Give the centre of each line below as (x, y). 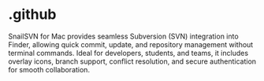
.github (32, 15)
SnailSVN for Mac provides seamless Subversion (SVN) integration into (123, 36)
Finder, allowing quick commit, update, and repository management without (131, 44)
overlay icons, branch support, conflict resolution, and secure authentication (132, 61)
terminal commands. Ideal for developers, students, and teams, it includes (128, 53)
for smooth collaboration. (49, 69)
